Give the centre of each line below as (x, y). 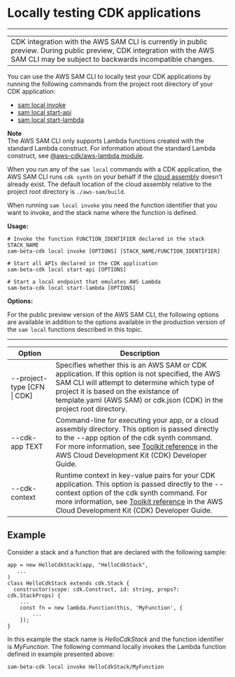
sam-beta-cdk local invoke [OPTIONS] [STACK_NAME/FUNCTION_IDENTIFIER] (114, 251)
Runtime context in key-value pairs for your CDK (135, 475)
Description (140, 353)
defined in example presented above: (61, 654)
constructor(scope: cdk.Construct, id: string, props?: (97, 589)
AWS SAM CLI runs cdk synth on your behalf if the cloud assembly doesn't (115, 176)
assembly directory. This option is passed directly (137, 428)
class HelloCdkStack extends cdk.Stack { (69, 583)
